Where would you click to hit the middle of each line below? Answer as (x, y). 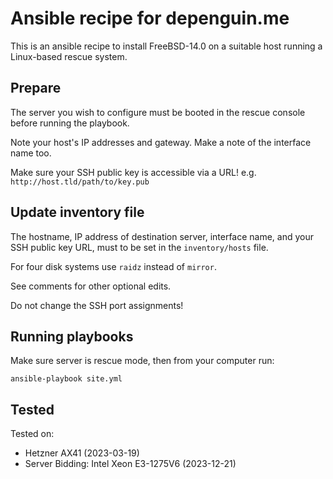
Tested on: (32, 434)
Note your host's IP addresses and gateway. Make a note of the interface (161, 142)
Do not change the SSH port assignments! (97, 305)
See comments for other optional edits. (91, 286)
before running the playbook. (70, 123)
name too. (31, 153)
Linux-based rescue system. (69, 56)
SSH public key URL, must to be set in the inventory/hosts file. (139, 247)
